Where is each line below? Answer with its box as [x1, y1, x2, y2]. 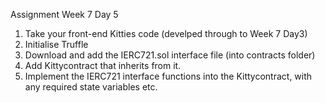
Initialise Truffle [24, 39, 89, 50]
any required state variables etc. [24, 81, 158, 93]
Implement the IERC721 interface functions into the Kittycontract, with [24, 70, 313, 82]
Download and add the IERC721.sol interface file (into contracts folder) [24, 49, 316, 61]
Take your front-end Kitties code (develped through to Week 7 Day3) [24, 28, 308, 39]
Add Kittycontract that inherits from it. [24, 60, 182, 71]
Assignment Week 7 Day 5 [10, 9, 119, 20]
